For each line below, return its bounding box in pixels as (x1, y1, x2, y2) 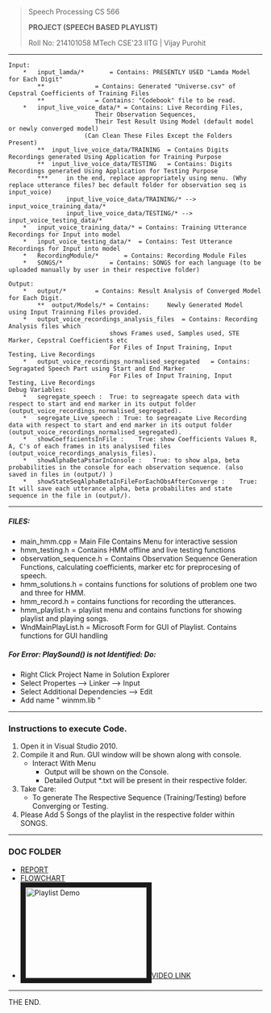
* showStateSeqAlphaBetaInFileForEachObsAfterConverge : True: (23, 477, 258, 486)
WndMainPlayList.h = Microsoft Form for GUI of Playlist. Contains (19, 622, 237, 632)
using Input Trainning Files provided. (8, 308, 143, 316)
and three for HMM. (19, 588, 86, 598)
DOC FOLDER (8, 846, 62, 857)
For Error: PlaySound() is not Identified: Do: (8, 649, 156, 659)
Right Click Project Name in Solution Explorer (19, 669, 170, 679)
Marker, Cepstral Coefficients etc (8, 336, 128, 344)
